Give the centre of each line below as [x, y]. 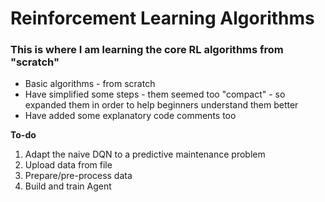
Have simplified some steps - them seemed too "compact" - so [155, 94]
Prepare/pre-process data [78, 176]
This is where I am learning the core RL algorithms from [147, 50]
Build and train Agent [68, 186]
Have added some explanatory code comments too [130, 116]
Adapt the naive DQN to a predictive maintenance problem [145, 154]
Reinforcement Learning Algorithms [162, 18]
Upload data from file [68, 165]
